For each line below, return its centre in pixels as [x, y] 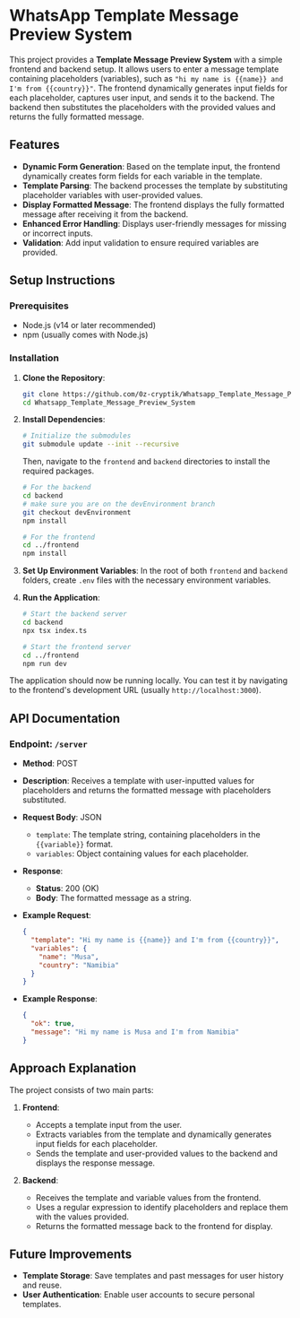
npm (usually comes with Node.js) [85, 335]
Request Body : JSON [62, 818]
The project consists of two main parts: [81, 1089]
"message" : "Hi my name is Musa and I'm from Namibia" [135, 1032]
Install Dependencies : [64, 420]
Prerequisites [39, 306]
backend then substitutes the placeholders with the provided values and [142, 107]
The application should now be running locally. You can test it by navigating [149, 681]
